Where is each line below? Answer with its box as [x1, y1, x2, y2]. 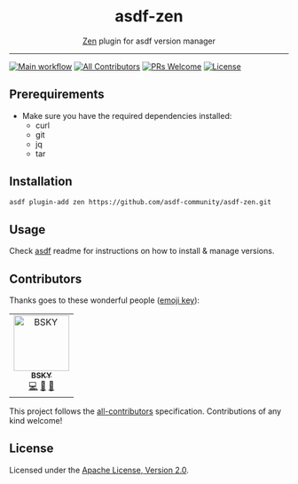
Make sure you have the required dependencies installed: [21, 110, 232, 121]
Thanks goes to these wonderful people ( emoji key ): [9, 295, 200, 305]
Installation [9, 174, 73, 189]
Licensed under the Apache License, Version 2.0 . [9, 464, 189, 475]
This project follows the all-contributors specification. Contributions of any [9, 406, 282, 417]
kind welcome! [9, 416, 63, 426]
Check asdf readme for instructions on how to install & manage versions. [9, 246, 275, 257]
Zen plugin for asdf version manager [82, 36, 216, 46]
